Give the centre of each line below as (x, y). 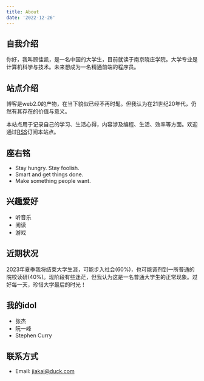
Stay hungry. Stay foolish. (47, 168)
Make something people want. (53, 180)
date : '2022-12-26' (31, 18)
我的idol (22, 305)
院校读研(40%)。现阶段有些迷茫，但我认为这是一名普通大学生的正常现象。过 (102, 276)
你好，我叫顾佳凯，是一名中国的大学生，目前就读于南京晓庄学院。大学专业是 (102, 60)
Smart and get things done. (49, 174)
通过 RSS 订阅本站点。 (33, 132)
